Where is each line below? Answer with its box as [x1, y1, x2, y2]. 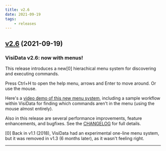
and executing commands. [5, 70, 59, 77]
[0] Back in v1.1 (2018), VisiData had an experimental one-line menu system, [5, 130, 160, 136]
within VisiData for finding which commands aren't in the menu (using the [5, 100, 155, 106]
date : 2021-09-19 [5, 12, 41, 17]
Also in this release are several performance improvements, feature [5, 115, 142, 121]
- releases [14, 21, 37, 26]
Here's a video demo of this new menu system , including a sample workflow [5, 95, 161, 101]
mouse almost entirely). [5, 105, 53, 111]
